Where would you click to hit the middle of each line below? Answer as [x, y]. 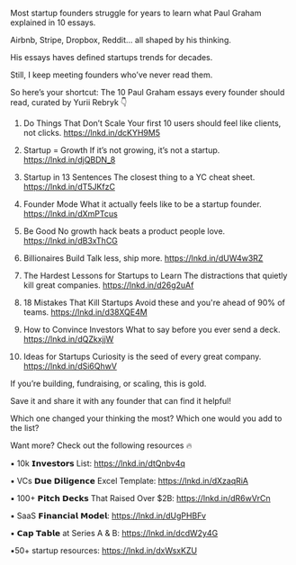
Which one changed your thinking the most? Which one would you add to [146, 418]
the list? [25, 428]
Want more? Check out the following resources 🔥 [101, 445]
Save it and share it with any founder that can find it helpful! [121, 401]
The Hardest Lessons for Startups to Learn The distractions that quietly [155, 275]
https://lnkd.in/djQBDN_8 [69, 160]
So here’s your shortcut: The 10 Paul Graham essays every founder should [148, 92]
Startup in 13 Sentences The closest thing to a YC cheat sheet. [139, 177]
